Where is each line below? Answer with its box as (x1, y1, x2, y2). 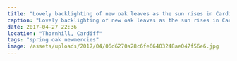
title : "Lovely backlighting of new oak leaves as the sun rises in (7, 10, 213, 18)
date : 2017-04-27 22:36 (7, 23, 78, 30)
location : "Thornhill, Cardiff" (7, 29, 102, 37)
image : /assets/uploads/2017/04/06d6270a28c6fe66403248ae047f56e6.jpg (7, 43, 219, 50)
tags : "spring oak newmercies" (7, 36, 99, 43)
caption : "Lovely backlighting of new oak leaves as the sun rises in (7, 17, 219, 24)
